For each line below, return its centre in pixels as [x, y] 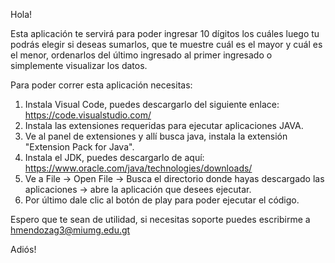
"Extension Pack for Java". [79, 147]
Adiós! [23, 249]
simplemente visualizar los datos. [79, 65]
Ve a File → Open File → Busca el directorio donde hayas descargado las [174, 178]
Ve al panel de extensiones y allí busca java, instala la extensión [156, 136]
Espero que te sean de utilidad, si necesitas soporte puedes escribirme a [160, 219]
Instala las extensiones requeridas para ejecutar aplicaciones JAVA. [164, 125]
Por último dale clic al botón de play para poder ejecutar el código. [162, 200]
